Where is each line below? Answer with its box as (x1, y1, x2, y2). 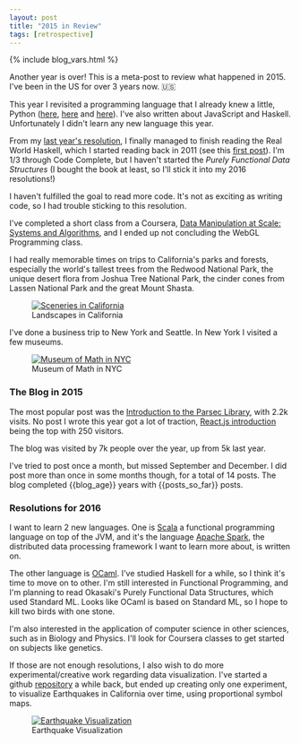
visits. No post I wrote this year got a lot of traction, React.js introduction (9, 416, 277, 427)
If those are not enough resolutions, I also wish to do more (9, 660, 225, 670)
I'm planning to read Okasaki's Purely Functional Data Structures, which (9, 586, 274, 597)
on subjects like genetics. (9, 642, 103, 653)
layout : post (9, 13, 58, 22)
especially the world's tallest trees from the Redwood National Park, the (9, 264, 274, 274)
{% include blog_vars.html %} (9, 55, 119, 65)
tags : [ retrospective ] (9, 30, 94, 39)
